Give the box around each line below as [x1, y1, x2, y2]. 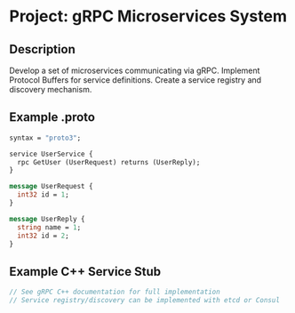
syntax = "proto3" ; [9, 133, 82, 142]
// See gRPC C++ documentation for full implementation [9, 287, 220, 297]
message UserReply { [9, 214, 86, 223]
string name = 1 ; [17, 222, 82, 232]
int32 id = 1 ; [17, 190, 69, 199]
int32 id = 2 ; [17, 231, 69, 240]
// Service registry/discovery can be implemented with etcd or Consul [9, 296, 280, 305]
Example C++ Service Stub [9, 264, 162, 279]
